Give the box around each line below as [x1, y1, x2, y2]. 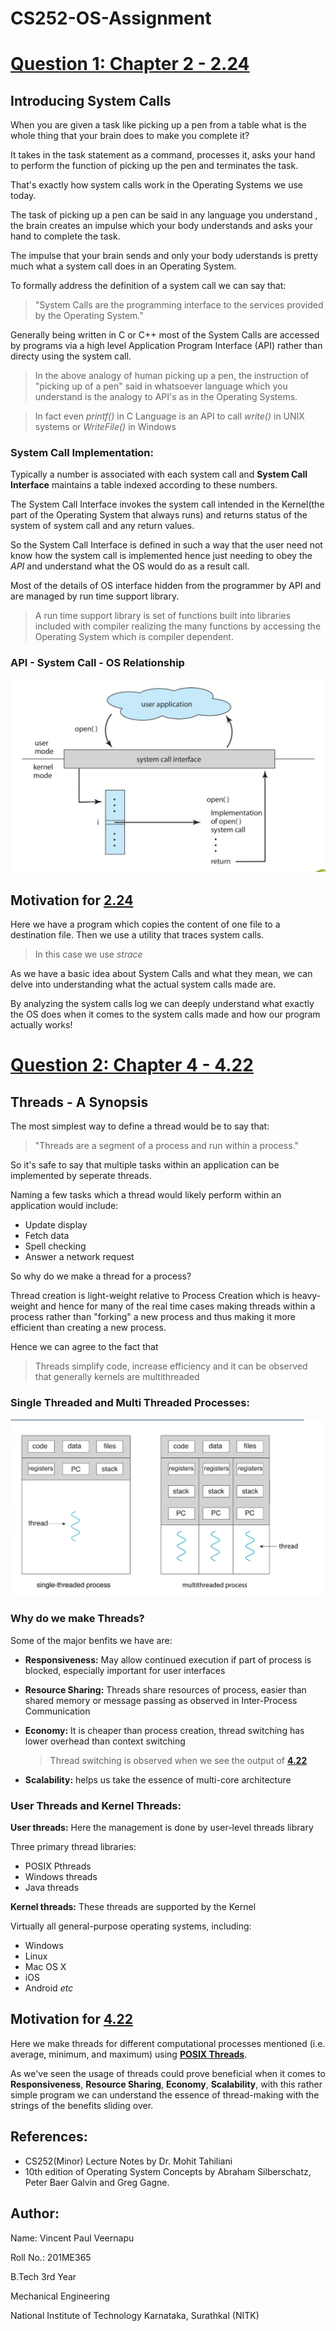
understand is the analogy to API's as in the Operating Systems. [34, 391, 298, 403]
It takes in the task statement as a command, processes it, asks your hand [10, 149, 316, 161]
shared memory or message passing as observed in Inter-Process [24, 1694, 298, 1706]
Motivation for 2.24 [10, 892, 134, 909]
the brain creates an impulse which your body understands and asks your [10, 220, 314, 232]
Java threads [24, 1882, 80, 1894]
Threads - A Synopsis [10, 1093, 149, 1111]
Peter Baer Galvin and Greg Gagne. [24, 2176, 170, 2188]
